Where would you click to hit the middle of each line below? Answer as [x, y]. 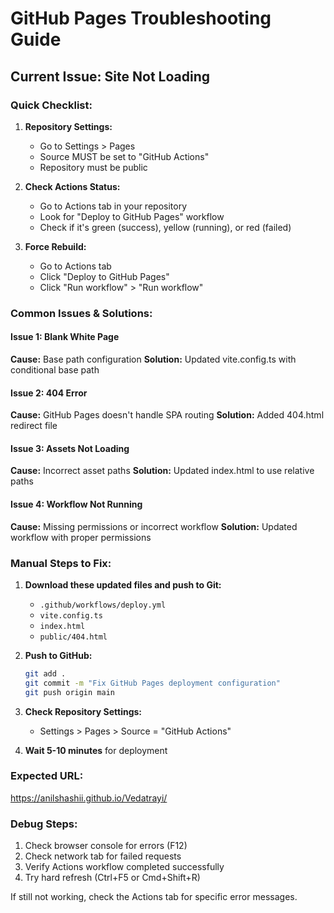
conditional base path [55, 370]
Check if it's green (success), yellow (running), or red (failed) [165, 227]
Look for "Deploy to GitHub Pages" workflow [132, 216]
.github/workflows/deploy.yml [103, 605]
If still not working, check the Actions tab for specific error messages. [154, 897]
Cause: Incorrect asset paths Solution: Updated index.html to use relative [162, 471]
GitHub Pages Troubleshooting [141, 18]
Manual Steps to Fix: [61, 563]
